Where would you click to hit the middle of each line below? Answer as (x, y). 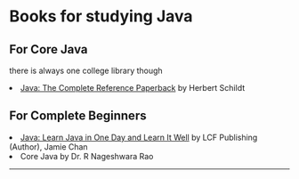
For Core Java (48, 49)
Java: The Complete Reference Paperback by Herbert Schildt (133, 88)
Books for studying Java (101, 16)
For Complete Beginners (78, 116)
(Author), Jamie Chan (48, 146)
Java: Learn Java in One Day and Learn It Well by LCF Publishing (139, 137)
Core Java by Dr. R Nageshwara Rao (87, 156)
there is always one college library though (86, 70)
